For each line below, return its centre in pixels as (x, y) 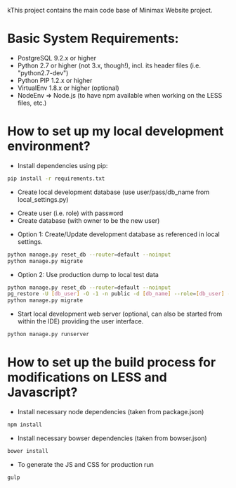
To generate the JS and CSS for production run (86, 464)
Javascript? (42, 392)
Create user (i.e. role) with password (70, 213)
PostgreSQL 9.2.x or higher (57, 58)
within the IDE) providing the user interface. (80, 321)
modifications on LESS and (87, 377)
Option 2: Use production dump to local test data (88, 274)
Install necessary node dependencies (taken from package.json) (111, 411)
